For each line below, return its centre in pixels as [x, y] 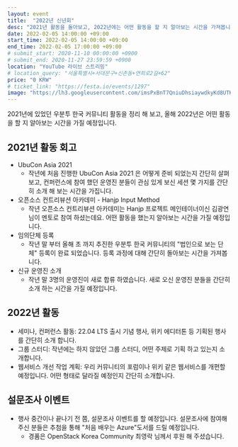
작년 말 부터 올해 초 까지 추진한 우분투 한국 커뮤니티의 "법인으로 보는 [122, 244]
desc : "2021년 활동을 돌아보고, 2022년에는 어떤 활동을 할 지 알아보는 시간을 [108, 27]
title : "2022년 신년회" [41, 21]
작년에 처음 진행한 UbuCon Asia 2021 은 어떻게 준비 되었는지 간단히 [122, 173]
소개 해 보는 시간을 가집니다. [74, 191]
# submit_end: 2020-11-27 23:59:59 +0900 [69, 60]
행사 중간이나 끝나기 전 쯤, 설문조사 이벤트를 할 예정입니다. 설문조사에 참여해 [123, 418]
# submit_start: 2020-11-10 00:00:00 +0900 [73, 54]
